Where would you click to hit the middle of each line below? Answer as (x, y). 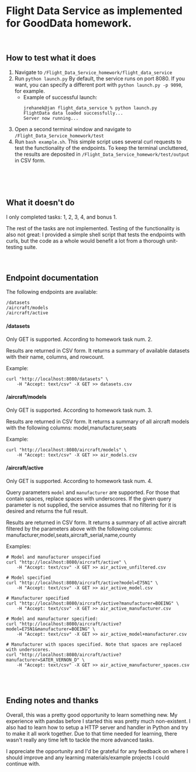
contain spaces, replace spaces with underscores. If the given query (89, 498)
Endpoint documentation (52, 278)
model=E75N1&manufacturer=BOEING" (48, 629)
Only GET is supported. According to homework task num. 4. (79, 481)
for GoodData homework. (69, 23)
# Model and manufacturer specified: (52, 619)
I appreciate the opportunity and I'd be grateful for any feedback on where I (97, 751)
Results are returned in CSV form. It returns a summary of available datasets (98, 350)
